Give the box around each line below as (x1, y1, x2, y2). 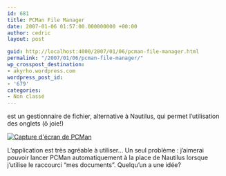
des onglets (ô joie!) (7, 119, 64, 128)
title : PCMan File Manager (7, 17, 85, 23)
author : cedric (7, 29, 51, 37)
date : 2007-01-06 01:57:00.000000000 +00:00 (7, 23, 138, 30)
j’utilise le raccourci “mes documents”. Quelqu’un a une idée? (7, 161, 182, 169)
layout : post (7, 36, 45, 43)
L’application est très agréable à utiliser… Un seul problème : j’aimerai (7, 146, 204, 155)
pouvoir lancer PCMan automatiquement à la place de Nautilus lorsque (7, 153, 209, 162)
